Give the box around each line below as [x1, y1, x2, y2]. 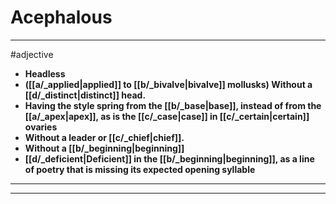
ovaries [24, 121, 58, 133]
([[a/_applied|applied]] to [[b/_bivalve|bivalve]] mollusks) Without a [24, 78, 313, 90]
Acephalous [10, 6, 113, 29]
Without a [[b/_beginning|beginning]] [24, 142, 185, 154]
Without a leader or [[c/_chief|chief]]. [24, 131, 185, 143]
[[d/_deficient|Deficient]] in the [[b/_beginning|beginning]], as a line [24, 152, 315, 165]
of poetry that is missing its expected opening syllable [24, 163, 256, 175]
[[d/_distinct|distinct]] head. [24, 89, 147, 101]
